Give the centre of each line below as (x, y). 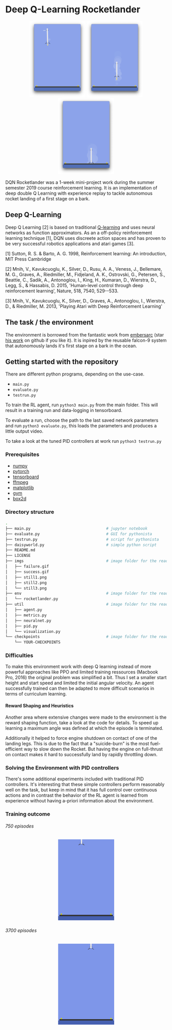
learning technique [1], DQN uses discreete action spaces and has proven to (86, 238)
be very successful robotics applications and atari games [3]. (70, 244)
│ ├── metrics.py (26, 615)
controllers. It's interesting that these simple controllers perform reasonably (85, 784)
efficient (14, 749)
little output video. (24, 431)
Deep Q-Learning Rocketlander (73, 10)
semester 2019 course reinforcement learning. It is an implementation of (81, 188)
